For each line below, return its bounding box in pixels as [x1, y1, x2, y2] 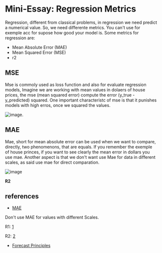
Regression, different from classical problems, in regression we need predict [5, 19, 157, 25]
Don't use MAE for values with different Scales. [5, 215, 99, 220]
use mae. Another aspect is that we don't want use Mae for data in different [5, 154, 156, 160]
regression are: [5, 35, 35, 41]
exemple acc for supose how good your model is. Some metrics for [5, 30, 139, 35]
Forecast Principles [12, 243, 51, 249]
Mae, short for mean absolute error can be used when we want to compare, [5, 138, 156, 144]
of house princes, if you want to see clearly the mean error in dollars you [5, 149, 150, 155]
